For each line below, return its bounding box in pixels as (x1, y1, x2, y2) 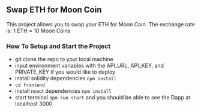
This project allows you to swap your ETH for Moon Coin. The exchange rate (6, 20, 195, 28)
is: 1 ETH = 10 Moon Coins (6, 27, 71, 34)
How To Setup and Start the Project (6, 42, 111, 50)
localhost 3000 (14, 100, 53, 107)
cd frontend (14, 82, 45, 89)
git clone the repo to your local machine (14, 56, 114, 63)
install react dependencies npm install (14, 87, 112, 95)
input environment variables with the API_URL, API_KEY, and (14, 62, 164, 69)
